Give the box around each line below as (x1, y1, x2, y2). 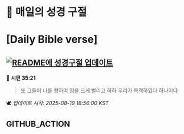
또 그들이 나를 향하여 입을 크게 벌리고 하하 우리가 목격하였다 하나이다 (20, 87, 178, 94)
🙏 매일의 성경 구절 (6, 5, 87, 19)
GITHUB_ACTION (6, 119, 71, 129)
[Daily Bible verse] (6, 33, 98, 46)
